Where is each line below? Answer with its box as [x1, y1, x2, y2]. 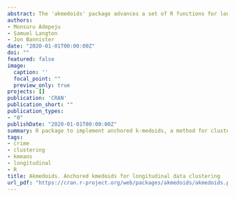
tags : [7, 133, 23, 140]
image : [7, 62, 27, 69]
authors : [7, 17, 33, 24]
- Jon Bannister [7, 36, 55, 43]
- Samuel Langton [7, 29, 58, 37]
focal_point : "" [13, 75, 61, 82]
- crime [7, 140, 30, 147]
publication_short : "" [7, 101, 73, 108]
